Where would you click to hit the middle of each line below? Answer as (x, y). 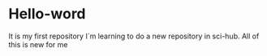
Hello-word (47, 14)
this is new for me (38, 44)
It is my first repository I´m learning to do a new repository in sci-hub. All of (134, 36)
